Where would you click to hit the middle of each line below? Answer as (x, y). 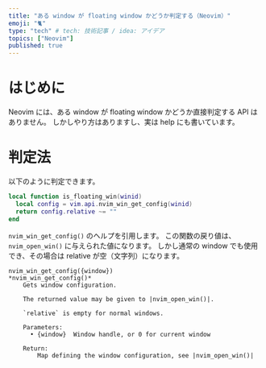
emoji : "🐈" (27, 23)
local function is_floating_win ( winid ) (75, 196)
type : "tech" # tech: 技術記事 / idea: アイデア (87, 31)
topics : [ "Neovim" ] (41, 38)
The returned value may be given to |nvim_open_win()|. (119, 299)
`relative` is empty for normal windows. (93, 313)
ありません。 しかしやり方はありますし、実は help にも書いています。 (124, 122)
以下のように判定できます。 (54, 181)
